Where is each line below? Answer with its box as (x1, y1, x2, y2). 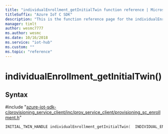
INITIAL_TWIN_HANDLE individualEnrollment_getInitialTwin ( (5, 124, 131, 129)
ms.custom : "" (5, 44, 35, 49)
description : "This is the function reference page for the (5, 16, 133, 21)
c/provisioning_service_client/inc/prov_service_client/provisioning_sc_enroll (5, 109, 161, 115)
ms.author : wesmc (5, 30, 41, 35)
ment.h (5, 114, 20, 120)
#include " (5, 103, 26, 110)
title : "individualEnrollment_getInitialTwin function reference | (5, 7, 149, 12)
